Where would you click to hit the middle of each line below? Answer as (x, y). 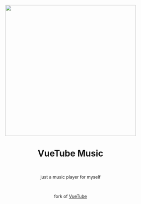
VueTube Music (70, 153)
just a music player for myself (70, 177)
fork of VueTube (70, 196)
